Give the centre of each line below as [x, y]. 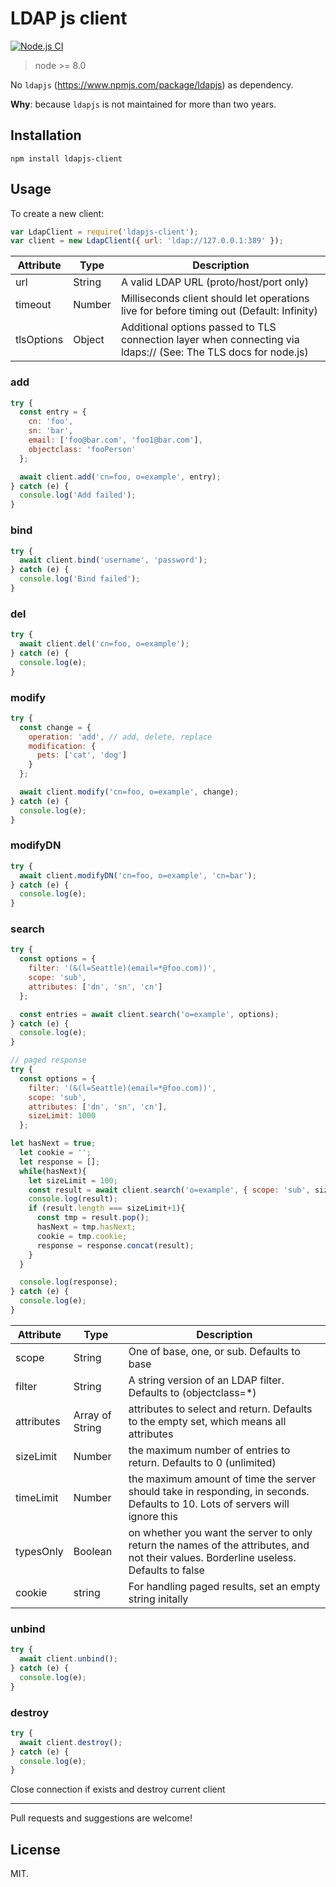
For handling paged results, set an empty [224, 1586]
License [35, 1849]
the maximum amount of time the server [222, 1479]
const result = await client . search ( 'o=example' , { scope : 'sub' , [169, 1190]
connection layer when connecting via [210, 340]
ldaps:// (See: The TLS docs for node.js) [214, 352]
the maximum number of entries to [209, 1450]
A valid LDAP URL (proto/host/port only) [214, 282]
